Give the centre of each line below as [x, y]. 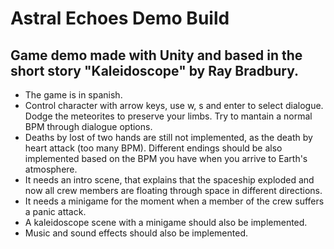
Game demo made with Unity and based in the [156, 55]
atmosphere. [51, 169]
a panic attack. [55, 211]
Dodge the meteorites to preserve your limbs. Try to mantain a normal [168, 116]
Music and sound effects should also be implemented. [136, 233]
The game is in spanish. [73, 95]
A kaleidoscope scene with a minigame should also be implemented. [166, 222]
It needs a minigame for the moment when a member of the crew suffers [174, 201]
